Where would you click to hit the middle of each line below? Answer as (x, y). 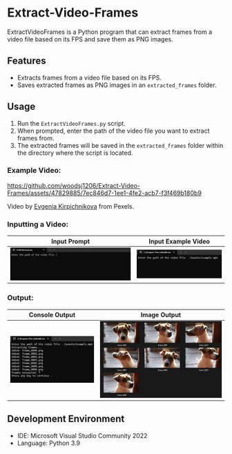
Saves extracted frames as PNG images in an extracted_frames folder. (117, 85)
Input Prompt (71, 241)
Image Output (161, 315)
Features (27, 61)
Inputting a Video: (38, 224)
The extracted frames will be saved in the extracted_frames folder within (120, 145)
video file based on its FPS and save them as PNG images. (90, 39)
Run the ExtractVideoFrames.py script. (71, 123)
